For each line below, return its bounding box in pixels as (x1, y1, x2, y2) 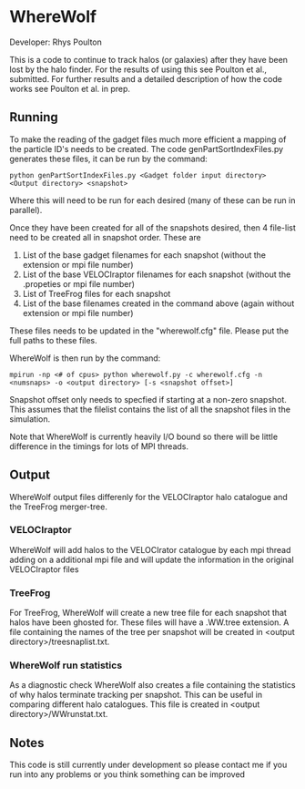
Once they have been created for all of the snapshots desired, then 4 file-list (9, 221, 296, 233)
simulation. (9, 413, 51, 425)
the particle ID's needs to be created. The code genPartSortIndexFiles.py (9, 143, 284, 154)
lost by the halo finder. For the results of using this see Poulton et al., (9, 64, 267, 75)
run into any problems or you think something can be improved (9, 769, 246, 780)
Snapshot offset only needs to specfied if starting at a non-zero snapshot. (9, 394, 287, 405)
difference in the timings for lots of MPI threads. (9, 440, 189, 452)
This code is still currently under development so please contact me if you (9, 759, 288, 771)
